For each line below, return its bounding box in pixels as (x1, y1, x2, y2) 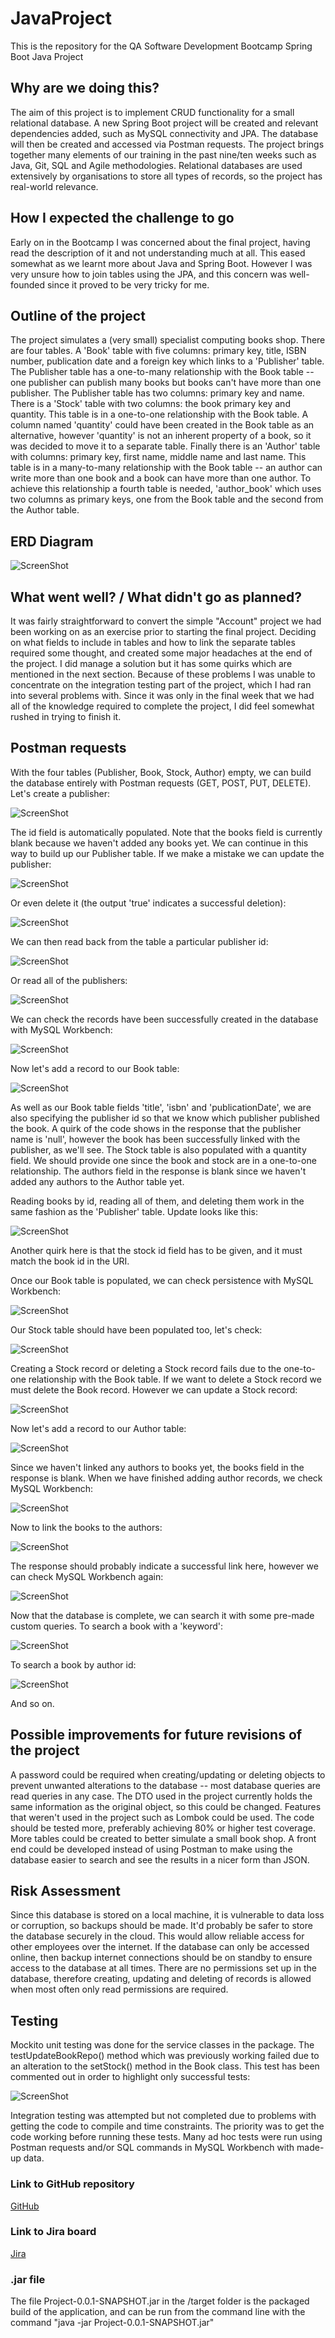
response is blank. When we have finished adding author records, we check (10, 1472, 323, 1484)
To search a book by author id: (10, 1658, 137, 1671)
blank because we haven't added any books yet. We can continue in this (10, 837, 309, 849)
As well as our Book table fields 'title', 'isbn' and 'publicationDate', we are (10, 1101, 312, 1113)
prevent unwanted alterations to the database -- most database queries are (10, 1779, 321, 1791)
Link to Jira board (10, 2225, 97, 2239)
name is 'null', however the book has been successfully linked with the (10, 1133, 301, 1145)
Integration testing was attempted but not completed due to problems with (10, 2110, 317, 2122)
